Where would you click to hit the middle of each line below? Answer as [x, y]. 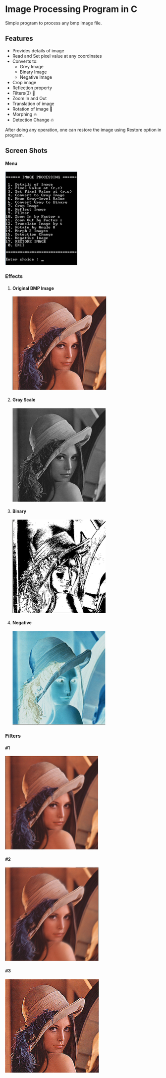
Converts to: [25, 61]
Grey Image [31, 66]
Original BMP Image [33, 288]
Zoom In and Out [29, 98]
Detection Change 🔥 [33, 120]
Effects [14, 276]
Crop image [24, 82]
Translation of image [33, 104]
